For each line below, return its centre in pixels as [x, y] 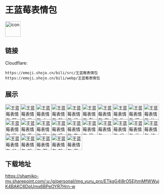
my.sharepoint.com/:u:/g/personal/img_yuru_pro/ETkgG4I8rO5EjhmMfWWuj [82, 181]
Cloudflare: [16, 63]
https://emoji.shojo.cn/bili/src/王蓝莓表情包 [51, 73]
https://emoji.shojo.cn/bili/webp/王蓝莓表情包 [52, 78]
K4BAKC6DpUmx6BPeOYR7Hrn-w [40, 187]
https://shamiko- [22, 176]
